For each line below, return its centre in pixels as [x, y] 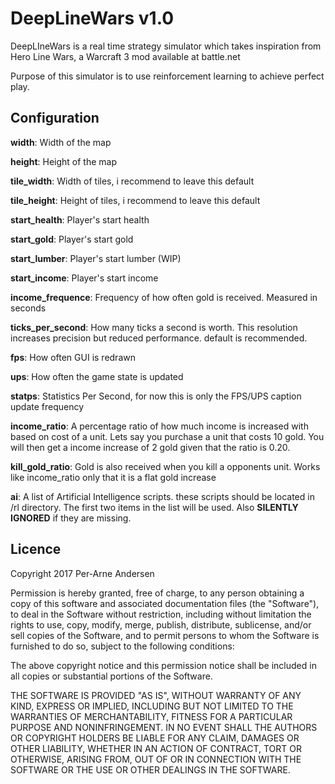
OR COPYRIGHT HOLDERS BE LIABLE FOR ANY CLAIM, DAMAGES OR [155, 738]
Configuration [55, 118]
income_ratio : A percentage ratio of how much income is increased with [159, 426]
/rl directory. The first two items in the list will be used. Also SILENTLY [154, 507]
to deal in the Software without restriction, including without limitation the [161, 614]
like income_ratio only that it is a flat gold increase [113, 477]
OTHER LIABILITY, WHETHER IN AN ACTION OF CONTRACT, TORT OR [156, 748]
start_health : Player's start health [80, 219]
